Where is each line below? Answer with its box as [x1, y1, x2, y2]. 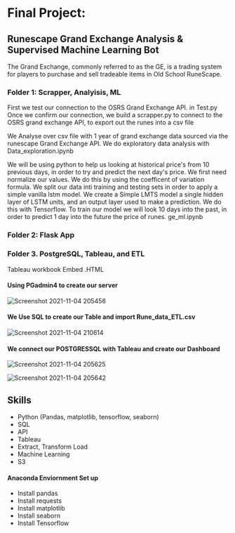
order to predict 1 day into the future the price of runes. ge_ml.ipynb [7, 213, 203, 221]
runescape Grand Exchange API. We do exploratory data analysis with [7, 139, 210, 148]
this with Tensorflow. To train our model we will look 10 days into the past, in [7, 205, 227, 213]
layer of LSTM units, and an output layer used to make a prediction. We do [7, 198, 222, 206]
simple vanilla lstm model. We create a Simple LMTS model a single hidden [7, 190, 224, 199]
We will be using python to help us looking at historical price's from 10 [7, 160, 210, 169]
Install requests [17, 496, 62, 505]
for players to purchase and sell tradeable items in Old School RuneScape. [7, 70, 222, 78]
